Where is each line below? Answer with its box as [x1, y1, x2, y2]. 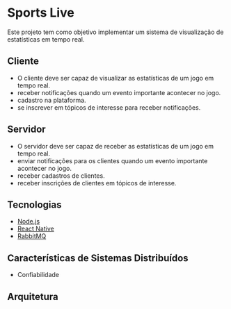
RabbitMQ [17, 232, 47, 240]
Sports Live [7, 5, 74, 21]
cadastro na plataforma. [17, 96, 86, 104]
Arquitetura [7, 290, 58, 303]
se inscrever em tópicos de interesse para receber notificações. [17, 103, 201, 112]
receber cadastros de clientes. [17, 172, 106, 180]
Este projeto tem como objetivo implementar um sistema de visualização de [7, 28, 224, 36]
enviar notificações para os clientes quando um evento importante [17, 156, 208, 165]
